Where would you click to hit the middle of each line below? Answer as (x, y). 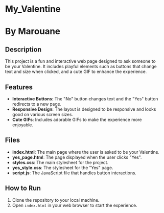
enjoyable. (23, 125)
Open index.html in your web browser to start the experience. (75, 205)
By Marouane (33, 32)
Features (19, 87)
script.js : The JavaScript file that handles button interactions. (74, 173)
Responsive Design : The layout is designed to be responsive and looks (84, 109)
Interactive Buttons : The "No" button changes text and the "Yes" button (85, 99)
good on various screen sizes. (43, 114)
